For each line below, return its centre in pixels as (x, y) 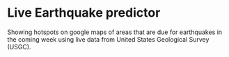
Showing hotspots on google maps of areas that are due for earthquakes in (115, 32)
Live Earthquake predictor (84, 13)
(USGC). (19, 47)
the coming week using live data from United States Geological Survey (108, 39)
